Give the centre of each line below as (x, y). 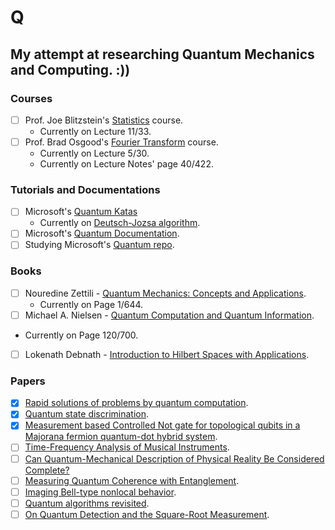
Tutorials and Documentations (85, 189)
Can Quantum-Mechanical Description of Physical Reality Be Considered (174, 458)
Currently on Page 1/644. (91, 304)
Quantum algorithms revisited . (87, 503)
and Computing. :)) (70, 69)
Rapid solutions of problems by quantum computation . (136, 403)
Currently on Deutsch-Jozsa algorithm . (120, 223)
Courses (31, 98)
